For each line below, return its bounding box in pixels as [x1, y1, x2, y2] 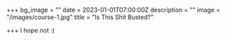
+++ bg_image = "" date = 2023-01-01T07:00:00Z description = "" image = [6, 6, 221, 14]
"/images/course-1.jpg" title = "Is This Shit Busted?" [6, 13, 154, 21]
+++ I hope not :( [6, 27, 55, 34]
